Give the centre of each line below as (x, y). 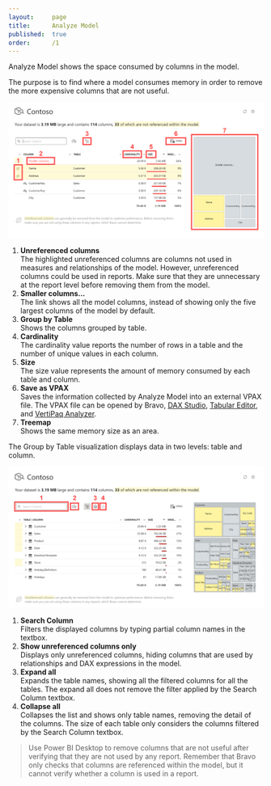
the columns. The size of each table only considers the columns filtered (140, 724)
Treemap (36, 422)
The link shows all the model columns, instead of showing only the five (138, 302)
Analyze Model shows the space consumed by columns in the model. (124, 67)
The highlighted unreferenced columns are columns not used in (126, 259)
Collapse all (40, 707)
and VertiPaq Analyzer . (58, 413)
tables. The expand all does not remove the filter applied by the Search (138, 689)
